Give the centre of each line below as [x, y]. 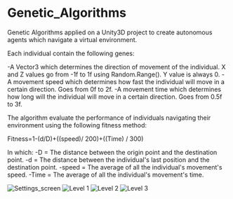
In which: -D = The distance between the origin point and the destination [112, 152]
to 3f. [15, 104]
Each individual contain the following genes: [71, 53]
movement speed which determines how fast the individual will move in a [119, 81]
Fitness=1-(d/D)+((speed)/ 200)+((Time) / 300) [75, 139]
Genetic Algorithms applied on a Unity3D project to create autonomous [110, 32]
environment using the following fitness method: [77, 125]
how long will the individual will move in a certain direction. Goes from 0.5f [115, 97]
